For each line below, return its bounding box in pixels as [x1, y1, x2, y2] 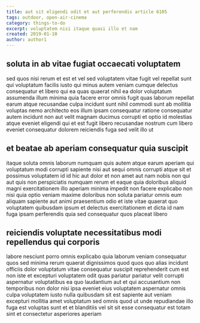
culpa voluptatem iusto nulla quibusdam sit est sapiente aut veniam [6, 291, 172, 298]
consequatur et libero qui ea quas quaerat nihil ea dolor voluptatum [6, 88, 172, 95]
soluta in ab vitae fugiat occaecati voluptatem [6, 59, 181, 69]
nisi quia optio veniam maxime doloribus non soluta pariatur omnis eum [6, 191, 182, 198]
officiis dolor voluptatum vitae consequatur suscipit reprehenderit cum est [6, 265, 189, 273]
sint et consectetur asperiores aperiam [6, 310, 102, 318]
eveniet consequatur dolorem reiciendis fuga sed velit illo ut [6, 125, 154, 133]
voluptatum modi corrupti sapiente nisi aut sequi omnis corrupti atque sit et [6, 166, 192, 173]
